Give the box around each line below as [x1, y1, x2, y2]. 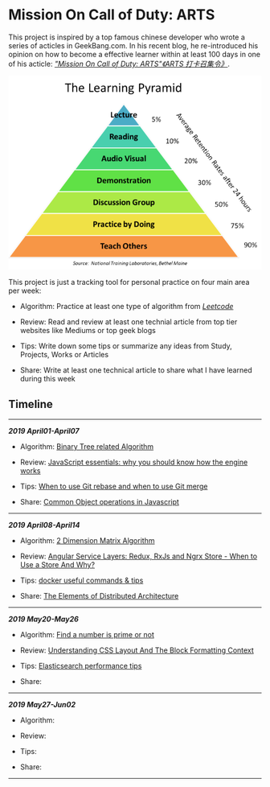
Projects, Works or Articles [19, 350, 109, 360]
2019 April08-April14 [8, 521, 80, 530]
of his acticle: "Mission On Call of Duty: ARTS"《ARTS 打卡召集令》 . [8, 59, 231, 68]
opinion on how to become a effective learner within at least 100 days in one [8, 49, 261, 59]
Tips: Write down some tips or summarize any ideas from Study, [19, 341, 233, 351]
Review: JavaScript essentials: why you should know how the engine [19, 457, 248, 468]
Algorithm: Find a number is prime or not [19, 630, 155, 640]
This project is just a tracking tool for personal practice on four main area [8, 278, 250, 287]
